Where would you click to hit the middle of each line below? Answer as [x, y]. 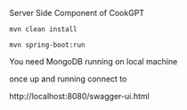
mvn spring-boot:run [48, 45]
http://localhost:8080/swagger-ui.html [79, 96]
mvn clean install [43, 30]
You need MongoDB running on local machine [93, 61]
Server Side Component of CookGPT [77, 13]
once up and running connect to [68, 79]
